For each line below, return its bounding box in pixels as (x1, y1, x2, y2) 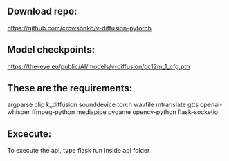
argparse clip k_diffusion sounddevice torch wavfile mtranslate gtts (7, 100, 199, 109)
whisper (7, 108, 30, 116)
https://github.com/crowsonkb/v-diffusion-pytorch (7, 23, 152, 32)
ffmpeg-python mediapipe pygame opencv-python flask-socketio (31, 108, 219, 116)
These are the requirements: (7, 82, 133, 94)
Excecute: (7, 128, 52, 140)
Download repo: (7, 6, 77, 17)
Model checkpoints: (7, 44, 95, 56)
